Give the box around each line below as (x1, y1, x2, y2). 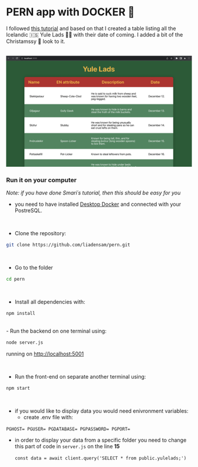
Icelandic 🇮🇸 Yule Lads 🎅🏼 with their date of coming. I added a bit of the (6, 31, 183, 38)
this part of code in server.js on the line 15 (14, 442, 120, 450)
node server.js (6, 340, 44, 346)
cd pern (6, 277, 25, 282)
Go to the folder (14, 264, 53, 271)
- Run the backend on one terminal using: (6, 327, 107, 335)
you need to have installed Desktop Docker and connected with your (14, 200, 181, 208)
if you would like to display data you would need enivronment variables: (14, 407, 189, 415)
